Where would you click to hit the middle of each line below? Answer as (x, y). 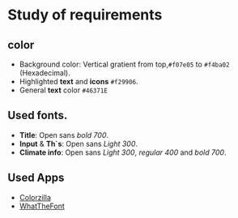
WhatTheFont (42, 206)
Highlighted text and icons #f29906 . (79, 81)
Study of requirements (85, 15)
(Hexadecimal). (45, 73)
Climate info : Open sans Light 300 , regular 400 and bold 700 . (123, 152)
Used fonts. (38, 115)
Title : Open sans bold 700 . (64, 135)
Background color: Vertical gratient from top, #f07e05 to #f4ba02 (124, 64)
